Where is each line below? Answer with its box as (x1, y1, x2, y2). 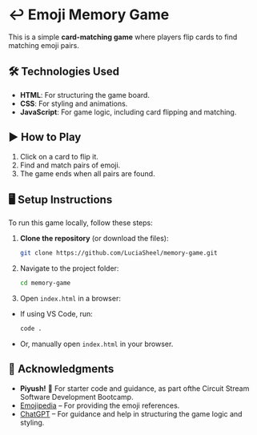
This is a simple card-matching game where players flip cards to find (8, 32, 238, 42)
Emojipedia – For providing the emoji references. (19, 401, 180, 410)
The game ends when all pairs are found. (19, 168, 155, 178)
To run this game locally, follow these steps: (8, 218, 154, 228)
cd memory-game (19, 279, 71, 288)
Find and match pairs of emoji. (19, 160, 121, 170)
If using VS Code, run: (19, 309, 94, 319)
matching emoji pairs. (8, 40, 80, 50)
